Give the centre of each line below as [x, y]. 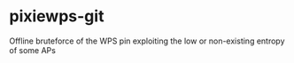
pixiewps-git [57, 16]
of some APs [32, 50]
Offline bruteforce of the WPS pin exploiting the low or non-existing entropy [147, 41]
